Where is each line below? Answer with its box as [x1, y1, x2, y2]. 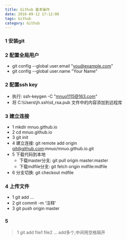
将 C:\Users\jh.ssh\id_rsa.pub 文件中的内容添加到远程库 [12, 99, 122, 105]
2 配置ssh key [5, 81, 38, 88]
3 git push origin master [12, 206, 60, 211]
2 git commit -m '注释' [12, 200, 56, 206]
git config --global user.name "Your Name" [12, 69, 98, 74]
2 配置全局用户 [5, 52, 40, 59]
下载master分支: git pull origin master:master [19, 157, 109, 163]
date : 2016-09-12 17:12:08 [5, 12, 59, 17]
